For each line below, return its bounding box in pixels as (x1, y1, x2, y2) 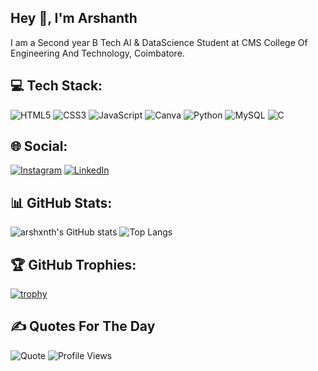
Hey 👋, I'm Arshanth (10, 10, 138, 27)
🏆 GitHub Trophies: (10, 256, 137, 273)
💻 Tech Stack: (10, 77, 103, 95)
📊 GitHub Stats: (10, 194, 113, 211)
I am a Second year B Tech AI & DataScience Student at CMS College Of (10, 36, 308, 48)
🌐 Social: (10, 138, 68, 155)
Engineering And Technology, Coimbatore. (10, 47, 185, 59)
